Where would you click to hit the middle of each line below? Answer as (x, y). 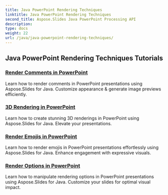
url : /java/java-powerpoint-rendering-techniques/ (59, 38)
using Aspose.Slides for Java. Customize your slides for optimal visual (78, 182)
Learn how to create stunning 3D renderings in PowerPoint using (72, 118)
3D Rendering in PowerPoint (40, 107)
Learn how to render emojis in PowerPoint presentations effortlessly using (82, 148)
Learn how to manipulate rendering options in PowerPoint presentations (80, 177)
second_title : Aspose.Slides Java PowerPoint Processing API (71, 19)
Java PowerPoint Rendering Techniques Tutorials (84, 58)
